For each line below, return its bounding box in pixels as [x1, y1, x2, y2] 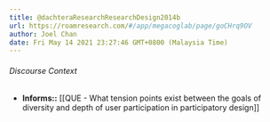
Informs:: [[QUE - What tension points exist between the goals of [21, 93, 262, 103]
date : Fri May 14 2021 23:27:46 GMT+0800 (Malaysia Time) [9, 37, 228, 47]
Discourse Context [9, 65, 77, 76]
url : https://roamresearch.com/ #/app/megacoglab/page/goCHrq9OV [9, 21, 252, 30]
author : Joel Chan [9, 29, 77, 38]
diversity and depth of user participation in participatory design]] [21, 102, 260, 113]
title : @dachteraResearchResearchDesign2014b [9, 12, 180, 22]
